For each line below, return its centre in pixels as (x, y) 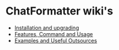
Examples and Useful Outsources (56, 40)
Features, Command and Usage (53, 34)
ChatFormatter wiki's (59, 11)
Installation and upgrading (47, 28)
